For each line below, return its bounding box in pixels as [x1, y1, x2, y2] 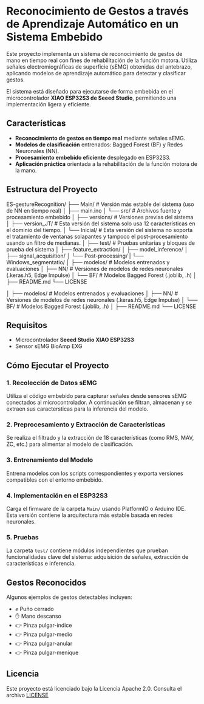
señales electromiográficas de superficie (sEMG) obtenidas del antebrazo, [6, 63, 192, 70]
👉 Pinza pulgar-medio [15, 631, 73, 638]
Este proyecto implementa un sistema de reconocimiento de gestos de [6, 50, 183, 57]
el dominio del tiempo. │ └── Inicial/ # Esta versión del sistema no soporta [6, 226, 193, 233]
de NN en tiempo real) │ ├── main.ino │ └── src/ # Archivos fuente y [6, 207, 181, 214]
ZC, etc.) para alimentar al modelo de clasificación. [6, 440, 134, 448]
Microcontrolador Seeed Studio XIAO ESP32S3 [15, 336, 135, 344]
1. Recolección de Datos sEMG [6, 378, 97, 387]
